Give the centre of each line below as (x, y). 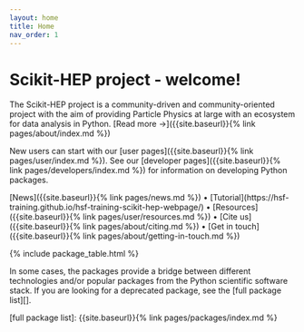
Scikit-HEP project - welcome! (125, 79)
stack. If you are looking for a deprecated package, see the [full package (146, 290)
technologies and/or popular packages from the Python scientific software (149, 281)
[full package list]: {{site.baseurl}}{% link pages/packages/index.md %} (144, 317)
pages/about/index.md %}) (60, 133)
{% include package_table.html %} (74, 254)
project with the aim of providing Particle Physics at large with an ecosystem (152, 114)
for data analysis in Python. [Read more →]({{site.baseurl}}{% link (132, 124)
